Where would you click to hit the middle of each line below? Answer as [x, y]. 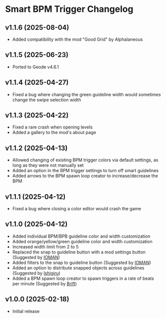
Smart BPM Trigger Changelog [69, 9]
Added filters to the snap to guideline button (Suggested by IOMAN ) [82, 262]
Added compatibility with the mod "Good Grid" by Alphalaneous [77, 39]
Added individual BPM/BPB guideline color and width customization [81, 236]
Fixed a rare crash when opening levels [52, 127]
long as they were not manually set [48, 165]
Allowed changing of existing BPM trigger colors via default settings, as [85, 160]
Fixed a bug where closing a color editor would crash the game [77, 209]
